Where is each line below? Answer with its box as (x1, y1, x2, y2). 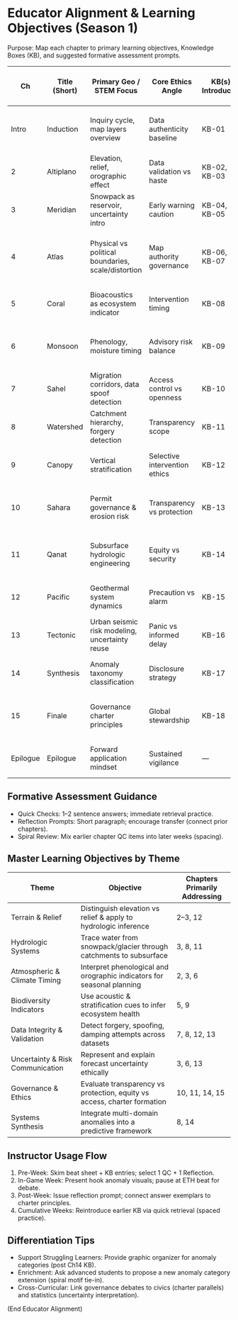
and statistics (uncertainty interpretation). (17, 1291, 140, 1299)
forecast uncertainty (80, 1058, 149, 1068)
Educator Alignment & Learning (7, 5, 196, 21)
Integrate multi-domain (80, 1108, 159, 1118)
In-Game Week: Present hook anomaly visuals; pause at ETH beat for (17, 1176, 220, 1185)
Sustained (148, 749, 183, 759)
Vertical (89, 455, 115, 465)
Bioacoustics (89, 289, 133, 299)
